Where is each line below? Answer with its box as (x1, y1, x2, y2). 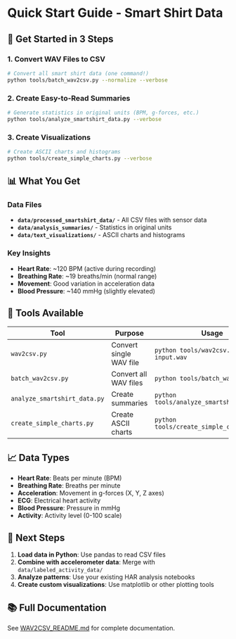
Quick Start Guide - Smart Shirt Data (7, 5, 223, 21)
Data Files (7, 200, 42, 210)
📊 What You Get (7, 175, 81, 187)
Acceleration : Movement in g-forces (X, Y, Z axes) (17, 489, 164, 498)
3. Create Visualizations (7, 132, 91, 142)
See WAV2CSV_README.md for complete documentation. (7, 624, 176, 632)
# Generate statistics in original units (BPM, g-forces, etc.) (7, 109, 199, 116)
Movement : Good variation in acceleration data (17, 279, 155, 288)
